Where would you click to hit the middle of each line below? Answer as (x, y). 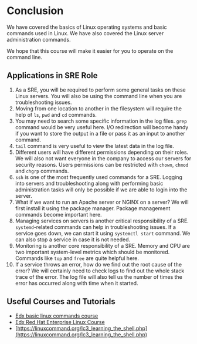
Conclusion (35, 11)
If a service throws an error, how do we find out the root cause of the (98, 264)
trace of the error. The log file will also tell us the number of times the (98, 276)
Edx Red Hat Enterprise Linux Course (60, 322)
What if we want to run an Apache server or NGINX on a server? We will (102, 202)
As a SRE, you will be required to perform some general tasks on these (101, 90)
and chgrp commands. (42, 171)
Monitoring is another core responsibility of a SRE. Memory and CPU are (102, 245)
